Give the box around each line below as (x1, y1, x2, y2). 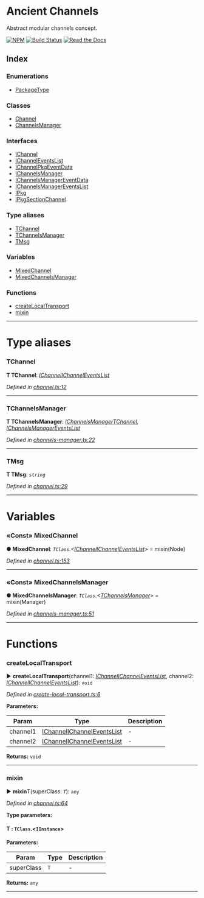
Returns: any (6, 879, 38, 886)
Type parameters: (6, 811, 53, 818)
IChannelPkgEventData (15, 163, 73, 171)
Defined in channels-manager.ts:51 (6, 610, 94, 617)
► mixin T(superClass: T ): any (6, 787, 80, 795)
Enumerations (6, 72, 49, 80)
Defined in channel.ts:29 (6, 483, 68, 490)
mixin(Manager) (6, 598, 46, 605)
